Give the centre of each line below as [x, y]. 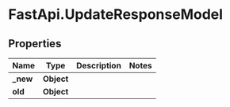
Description [99, 66]
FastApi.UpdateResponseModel [116, 15]
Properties [35, 44]
